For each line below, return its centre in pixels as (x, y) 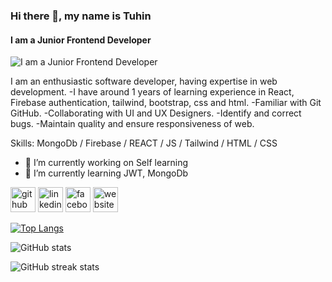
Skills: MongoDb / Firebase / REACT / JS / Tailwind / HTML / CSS (144, 143)
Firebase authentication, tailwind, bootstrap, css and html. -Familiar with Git (166, 103)
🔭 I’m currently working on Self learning (106, 163)
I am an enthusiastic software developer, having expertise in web (144, 81)
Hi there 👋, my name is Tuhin (81, 16)
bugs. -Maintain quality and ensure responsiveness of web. (132, 124)
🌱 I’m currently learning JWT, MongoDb (106, 173)
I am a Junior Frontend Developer (81, 40)
